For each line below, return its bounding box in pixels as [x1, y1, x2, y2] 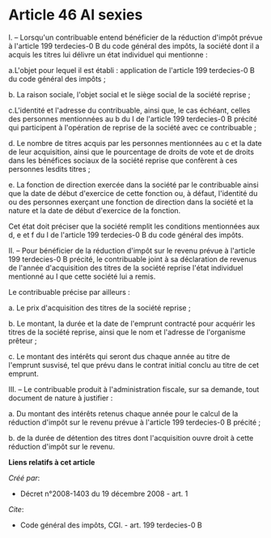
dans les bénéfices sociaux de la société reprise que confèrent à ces [8, 156, 238, 165]
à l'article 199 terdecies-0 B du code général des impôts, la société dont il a [8, 41, 260, 50]
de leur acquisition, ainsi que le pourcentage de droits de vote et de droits [8, 147, 255, 156]
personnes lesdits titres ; [8, 164, 91, 173]
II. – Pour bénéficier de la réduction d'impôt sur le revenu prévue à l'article [8, 246, 256, 255]
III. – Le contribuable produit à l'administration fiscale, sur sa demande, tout [8, 384, 260, 394]
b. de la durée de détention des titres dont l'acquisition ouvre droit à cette [8, 433, 254, 442]
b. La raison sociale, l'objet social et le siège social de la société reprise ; [8, 89, 251, 99]
